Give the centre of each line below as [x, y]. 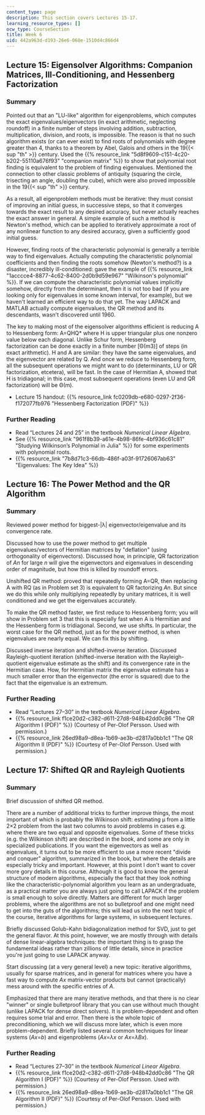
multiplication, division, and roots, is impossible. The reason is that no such [101, 135]
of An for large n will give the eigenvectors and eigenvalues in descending [100, 562]
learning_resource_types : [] [43, 23]
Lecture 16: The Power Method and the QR [88, 484]
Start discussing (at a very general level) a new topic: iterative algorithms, [99, 967]
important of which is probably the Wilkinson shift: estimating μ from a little [101, 819]
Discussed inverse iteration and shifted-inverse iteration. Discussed [91, 650]
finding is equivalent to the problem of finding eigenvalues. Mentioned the [99, 167]
